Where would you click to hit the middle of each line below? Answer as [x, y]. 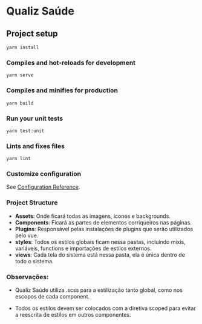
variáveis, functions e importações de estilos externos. [83, 248]
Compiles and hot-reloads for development [71, 62]
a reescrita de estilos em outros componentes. [73, 315]
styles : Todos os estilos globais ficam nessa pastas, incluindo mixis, [100, 241]
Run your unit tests [35, 118]
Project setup [32, 34]
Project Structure [32, 203]
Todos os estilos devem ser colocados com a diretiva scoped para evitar [106, 308]
